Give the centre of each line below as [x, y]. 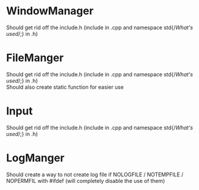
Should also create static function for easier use [65, 87]
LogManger [35, 158]
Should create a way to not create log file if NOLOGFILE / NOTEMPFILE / [95, 175]
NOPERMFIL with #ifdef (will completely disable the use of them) [85, 180]
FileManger [35, 58]
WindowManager [50, 11]
